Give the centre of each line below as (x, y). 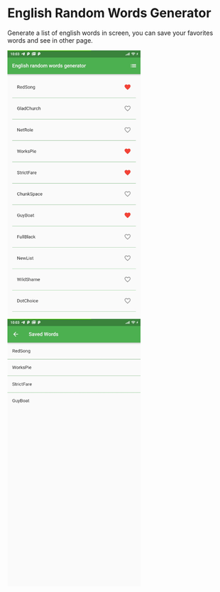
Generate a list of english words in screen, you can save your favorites (110, 33)
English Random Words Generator (109, 13)
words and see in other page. (50, 40)
